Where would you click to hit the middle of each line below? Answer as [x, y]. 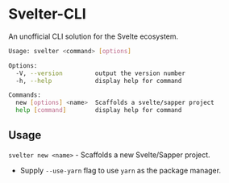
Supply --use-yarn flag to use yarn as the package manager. [121, 170]
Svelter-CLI [47, 14]
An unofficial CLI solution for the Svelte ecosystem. [94, 36]
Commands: [25, 95]
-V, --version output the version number [100, 73]
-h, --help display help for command [99, 81]
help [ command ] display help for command [99, 110]
